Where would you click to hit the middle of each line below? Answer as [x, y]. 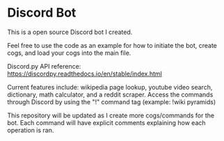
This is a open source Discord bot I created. [70, 32]
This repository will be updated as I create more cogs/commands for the [111, 115]
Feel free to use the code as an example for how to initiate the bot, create [112, 45]
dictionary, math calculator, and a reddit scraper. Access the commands [110, 94]
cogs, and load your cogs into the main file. [69, 53]
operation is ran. [31, 130]
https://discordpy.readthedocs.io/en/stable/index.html [85, 74]
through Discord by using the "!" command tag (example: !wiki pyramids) [112, 101]
